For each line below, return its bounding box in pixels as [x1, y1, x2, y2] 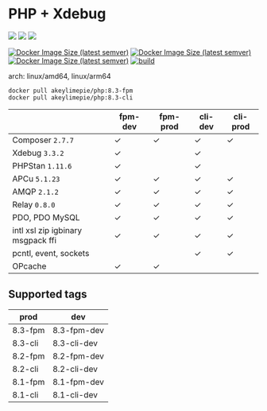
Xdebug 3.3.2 [12, 147, 64, 158]
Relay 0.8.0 [12, 199, 56, 210]
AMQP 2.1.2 [12, 186, 60, 197]
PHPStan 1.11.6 [12, 160, 72, 171]
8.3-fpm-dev [52, 324, 105, 335]
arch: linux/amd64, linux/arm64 [8, 71, 111, 80]
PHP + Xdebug [8, 5, 106, 23]
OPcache [12, 260, 47, 271]
